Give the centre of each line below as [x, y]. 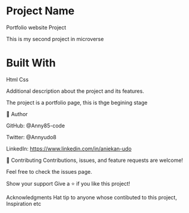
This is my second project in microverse [55, 39]
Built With [31, 63]
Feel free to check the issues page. [49, 171]
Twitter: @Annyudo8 [31, 137]
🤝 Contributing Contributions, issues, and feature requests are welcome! [94, 160]
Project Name [40, 11]
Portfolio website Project [36, 27]
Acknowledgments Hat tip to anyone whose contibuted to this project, [92, 197]
